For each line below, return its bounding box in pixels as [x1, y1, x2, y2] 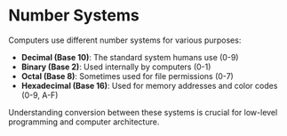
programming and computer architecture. [8, 116, 160, 127]
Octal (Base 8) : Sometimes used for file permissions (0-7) [20, 70, 235, 81]
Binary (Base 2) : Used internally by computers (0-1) [20, 61, 211, 72]
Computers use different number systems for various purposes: [8, 35, 242, 45]
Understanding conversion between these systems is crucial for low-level [8, 107, 278, 117]
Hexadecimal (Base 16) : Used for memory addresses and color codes [20, 80, 278, 91]
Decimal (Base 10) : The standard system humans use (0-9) [20, 52, 239, 62]
